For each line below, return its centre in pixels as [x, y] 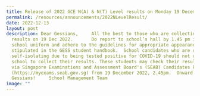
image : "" [18, 84]
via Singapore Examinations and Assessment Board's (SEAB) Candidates [101, 67]
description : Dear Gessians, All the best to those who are [87, 34]
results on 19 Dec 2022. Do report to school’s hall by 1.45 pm [101, 39]
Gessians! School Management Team [60, 78]
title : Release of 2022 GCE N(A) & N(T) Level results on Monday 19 [93, 12]
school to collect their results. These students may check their [96, 61]
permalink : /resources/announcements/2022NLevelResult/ [77, 17]
